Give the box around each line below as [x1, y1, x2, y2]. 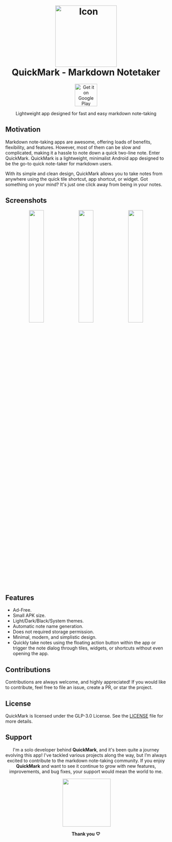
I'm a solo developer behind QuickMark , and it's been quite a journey [12, 746, 160, 752]
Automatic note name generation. [12, 623, 83, 630]
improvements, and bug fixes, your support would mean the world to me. [9, 768, 163, 774]
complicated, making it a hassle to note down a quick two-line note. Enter [5, 149, 160, 156]
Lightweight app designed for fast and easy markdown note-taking [15, 110, 157, 116]
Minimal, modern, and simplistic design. [12, 634, 97, 640]
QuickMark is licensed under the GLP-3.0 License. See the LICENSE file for [5, 713, 164, 719]
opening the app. [12, 651, 49, 657]
